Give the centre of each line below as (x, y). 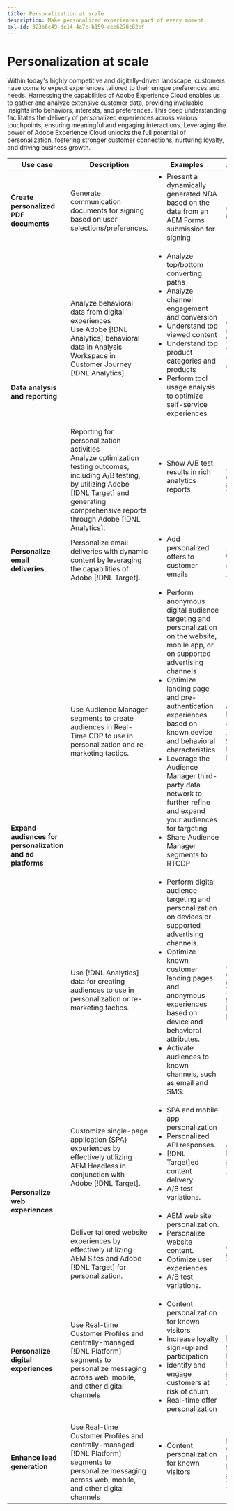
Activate (180, 1048)
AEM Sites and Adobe (106, 1259)
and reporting (34, 396)
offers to (181, 557)
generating (88, 502)
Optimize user (189, 1259)
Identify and (186, 1366)
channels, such (192, 1074)
